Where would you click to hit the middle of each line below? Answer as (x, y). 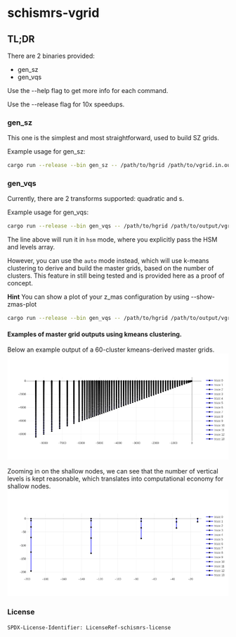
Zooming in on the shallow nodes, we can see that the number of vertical (113, 471)
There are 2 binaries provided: (51, 56)
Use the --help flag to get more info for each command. (88, 91)
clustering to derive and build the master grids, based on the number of (111, 268)
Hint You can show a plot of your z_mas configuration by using (98, 297)
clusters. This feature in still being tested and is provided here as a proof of (116, 276)
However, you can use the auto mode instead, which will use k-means (108, 261)
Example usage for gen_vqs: (48, 212)
